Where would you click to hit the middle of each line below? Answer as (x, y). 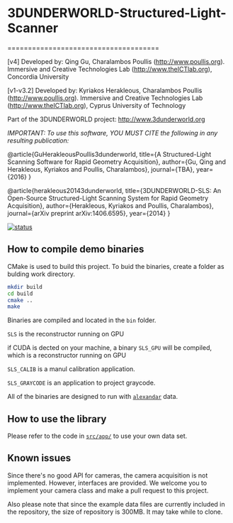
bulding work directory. (41, 274)
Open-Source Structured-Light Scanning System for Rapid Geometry (108, 198)
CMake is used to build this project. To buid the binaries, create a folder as (116, 266)
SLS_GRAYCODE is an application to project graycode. (81, 383)
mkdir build (25, 287)
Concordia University (38, 77)
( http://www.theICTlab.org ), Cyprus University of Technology (97, 105)
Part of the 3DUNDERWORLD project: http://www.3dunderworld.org (106, 119)
